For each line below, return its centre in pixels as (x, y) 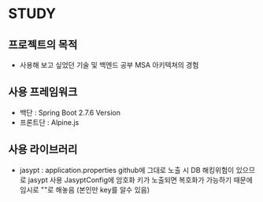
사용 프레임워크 (43, 92)
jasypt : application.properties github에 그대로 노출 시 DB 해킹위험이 (127, 170)
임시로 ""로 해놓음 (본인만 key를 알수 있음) (85, 189)
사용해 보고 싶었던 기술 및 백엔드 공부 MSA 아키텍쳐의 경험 (109, 65)
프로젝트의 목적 (43, 44)
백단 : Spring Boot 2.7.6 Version (70, 112)
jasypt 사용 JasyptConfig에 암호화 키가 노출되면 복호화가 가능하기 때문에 (141, 180)
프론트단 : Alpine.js (49, 122)
